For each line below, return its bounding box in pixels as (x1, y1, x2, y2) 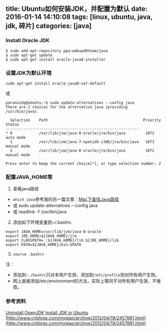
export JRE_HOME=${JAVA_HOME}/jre (5, 234, 77, 239)
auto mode (5, 135, 26, 140)
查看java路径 (12, 186, 39, 192)
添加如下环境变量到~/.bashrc (12, 219, 72, 225)
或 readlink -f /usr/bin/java (12, 209, 67, 215)
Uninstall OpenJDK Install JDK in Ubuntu (5, 310, 89, 316)
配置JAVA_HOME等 (5, 173, 53, 180)
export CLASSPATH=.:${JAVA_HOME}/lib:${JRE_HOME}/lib (5, 238, 119, 243)
